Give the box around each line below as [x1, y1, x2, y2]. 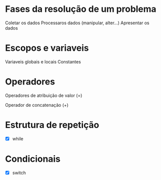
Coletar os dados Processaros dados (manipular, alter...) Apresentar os [5, 20, 150, 26]
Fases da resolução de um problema [5, 3, 157, 15]
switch [12, 170, 26, 176]
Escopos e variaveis [5, 43, 89, 54]
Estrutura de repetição [5, 120, 100, 131]
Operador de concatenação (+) [5, 102, 69, 108]
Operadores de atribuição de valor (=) [5, 92, 82, 98]
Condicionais [5, 153, 61, 164]
